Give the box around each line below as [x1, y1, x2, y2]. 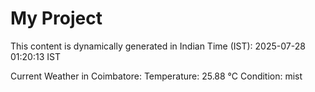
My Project [10, 7, 103, 30]
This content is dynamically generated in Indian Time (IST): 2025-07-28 [10, 40, 306, 52]
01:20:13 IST [10, 50, 61, 62]
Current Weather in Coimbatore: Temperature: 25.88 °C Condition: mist [10, 70, 303, 82]
